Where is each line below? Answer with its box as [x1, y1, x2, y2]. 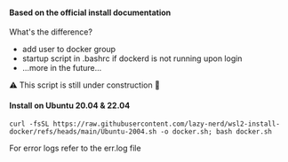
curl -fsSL [9, 120, 50, 128]
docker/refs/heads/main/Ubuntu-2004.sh [9, 127, 157, 136]
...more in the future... [21, 63, 102, 73]
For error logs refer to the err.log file [9, 143, 141, 154]
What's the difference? [9, 27, 93, 37]
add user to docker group [21, 44, 116, 55]
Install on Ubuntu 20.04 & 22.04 [9, 100, 131, 111]
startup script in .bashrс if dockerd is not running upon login [21, 53, 243, 64]
